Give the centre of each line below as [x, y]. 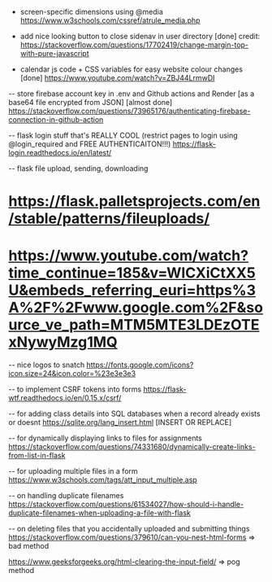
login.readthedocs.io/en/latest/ [60, 153]
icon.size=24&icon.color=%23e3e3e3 [72, 374]
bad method [29, 546]
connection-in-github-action [56, 120]
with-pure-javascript [54, 53]
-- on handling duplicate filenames [66, 496]
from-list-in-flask [37, 456]
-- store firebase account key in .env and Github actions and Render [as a [131, 94]
